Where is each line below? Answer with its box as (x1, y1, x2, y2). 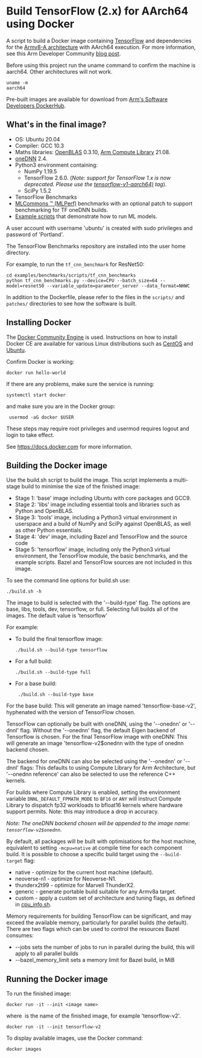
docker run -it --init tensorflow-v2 (6, 1024, 101, 1030)
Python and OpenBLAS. (14, 508, 74, 515)
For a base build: (14, 680, 57, 687)
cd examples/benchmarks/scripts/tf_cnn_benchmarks (6, 272, 136, 279)
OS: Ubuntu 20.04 (14, 135, 60, 143)
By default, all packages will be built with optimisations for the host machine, (6, 838, 197, 845)
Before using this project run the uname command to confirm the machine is (6, 62, 196, 69)
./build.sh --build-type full (14, 669, 92, 676)
